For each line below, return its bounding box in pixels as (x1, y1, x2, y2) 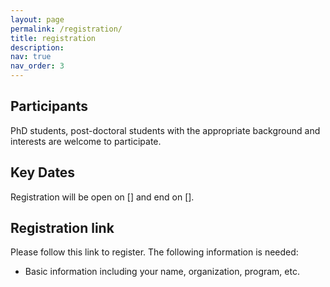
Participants (10, 98, 88, 115)
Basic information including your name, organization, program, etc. (24, 266, 300, 278)
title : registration (10, 33, 97, 43)
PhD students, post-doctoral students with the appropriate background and (10, 124, 321, 136)
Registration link (10, 220, 115, 237)
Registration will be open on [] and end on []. (10, 191, 195, 203)
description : (10, 42, 65, 53)
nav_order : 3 (10, 61, 65, 71)
